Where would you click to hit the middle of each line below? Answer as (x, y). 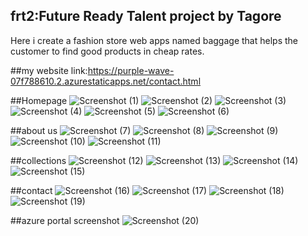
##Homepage (39, 100)
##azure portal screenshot (65, 220)
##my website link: (49, 70)
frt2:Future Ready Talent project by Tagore (146, 16)
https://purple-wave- (131, 70)
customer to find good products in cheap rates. (107, 51)
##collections (38, 160)
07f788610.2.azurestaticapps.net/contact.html (106, 81)
